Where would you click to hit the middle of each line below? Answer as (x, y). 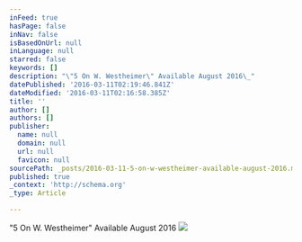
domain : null (42, 143)
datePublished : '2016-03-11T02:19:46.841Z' (92, 85)
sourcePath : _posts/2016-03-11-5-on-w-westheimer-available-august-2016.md (154, 168)
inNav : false (34, 34)
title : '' (28, 101)
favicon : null (44, 160)
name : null (38, 135)
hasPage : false (38, 26)
